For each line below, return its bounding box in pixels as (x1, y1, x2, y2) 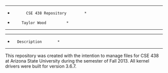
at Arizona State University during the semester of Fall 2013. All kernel (5, 58, 149, 64)
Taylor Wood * (21, 20, 69, 25)
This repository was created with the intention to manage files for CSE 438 (5, 53, 159, 59)
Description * (17, 39, 60, 44)
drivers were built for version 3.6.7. (5, 63, 76, 69)
